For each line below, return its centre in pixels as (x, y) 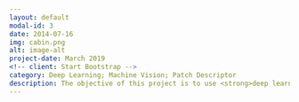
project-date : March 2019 (57, 59)
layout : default (39, 17)
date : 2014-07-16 (41, 34)
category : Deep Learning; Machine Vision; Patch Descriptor (123, 75)
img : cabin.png (37, 42)
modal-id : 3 (31, 26)
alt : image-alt (37, 51)
